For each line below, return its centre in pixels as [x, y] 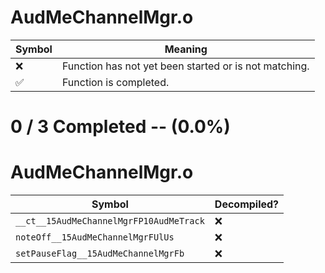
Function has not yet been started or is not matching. [185, 66]
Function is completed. [115, 82]
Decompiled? [247, 204]
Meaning [186, 49]
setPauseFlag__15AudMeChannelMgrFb [100, 254]
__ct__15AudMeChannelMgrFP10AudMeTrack [110, 221]
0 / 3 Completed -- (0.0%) [120, 127]
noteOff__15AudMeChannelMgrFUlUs [95, 237]
